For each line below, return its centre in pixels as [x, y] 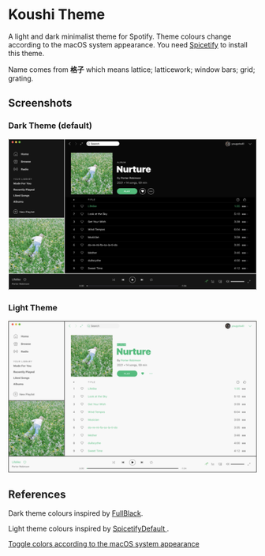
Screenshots [40, 103]
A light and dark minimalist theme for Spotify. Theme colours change [120, 36]
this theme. [26, 53]
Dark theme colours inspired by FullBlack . [76, 513]
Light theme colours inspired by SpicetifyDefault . [89, 529]
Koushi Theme [56, 15]
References [37, 495]
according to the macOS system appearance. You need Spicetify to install [128, 44]
